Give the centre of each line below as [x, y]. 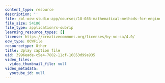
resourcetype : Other [26, 46]
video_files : [18, 60]
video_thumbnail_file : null [38, 64]
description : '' [22, 14]
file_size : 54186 [23, 23]
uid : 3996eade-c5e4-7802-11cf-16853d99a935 [50, 55]
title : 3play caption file [33, 50]
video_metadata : [22, 69]
